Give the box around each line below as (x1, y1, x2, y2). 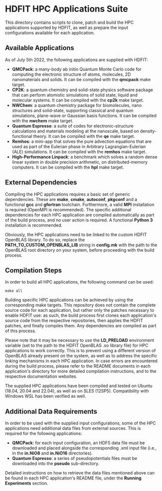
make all (5, 288, 23, 293)
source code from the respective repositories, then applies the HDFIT (5, 318, 144, 323)
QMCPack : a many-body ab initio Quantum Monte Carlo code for (12, 66, 142, 72)
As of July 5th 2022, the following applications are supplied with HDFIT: (5, 57, 148, 63)
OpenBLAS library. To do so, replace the (5, 237, 85, 242)
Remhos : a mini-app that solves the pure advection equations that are (12, 138, 152, 144)
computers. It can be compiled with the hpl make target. (12, 164, 124, 170)
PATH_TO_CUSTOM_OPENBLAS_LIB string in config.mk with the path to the (5, 242, 158, 248)
